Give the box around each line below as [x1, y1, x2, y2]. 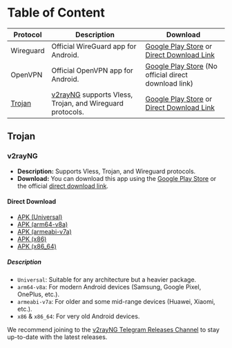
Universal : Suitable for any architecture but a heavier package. [17, 275, 197, 284]
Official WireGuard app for [51, 41, 137, 51]
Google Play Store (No [145, 61, 217, 70]
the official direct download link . [17, 182, 109, 190]
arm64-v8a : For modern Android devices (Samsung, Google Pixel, [17, 282, 202, 291]
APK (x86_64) [17, 242, 57, 250]
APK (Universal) [17, 213, 63, 221]
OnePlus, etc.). [17, 290, 60, 298]
